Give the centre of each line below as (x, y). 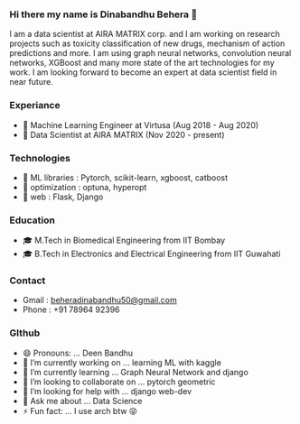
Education (33, 220)
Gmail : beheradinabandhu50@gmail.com (100, 300)
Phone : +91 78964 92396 (71, 309)
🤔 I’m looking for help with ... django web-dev (107, 391)
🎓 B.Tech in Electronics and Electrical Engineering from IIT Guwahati (151, 254)
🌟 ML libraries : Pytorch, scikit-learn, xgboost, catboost (125, 177)
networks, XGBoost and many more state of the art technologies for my (142, 63)
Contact (28, 281)
